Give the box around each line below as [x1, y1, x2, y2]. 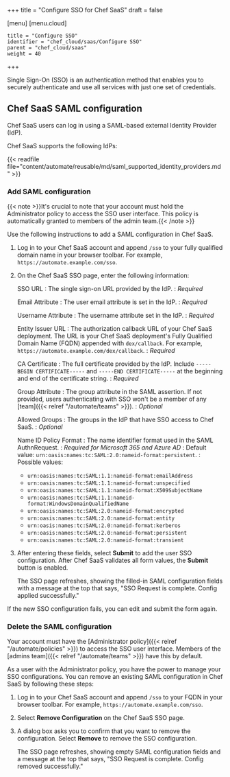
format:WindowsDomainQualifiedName [27, 500, 129, 507]
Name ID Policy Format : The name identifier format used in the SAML [16, 436, 214, 445]
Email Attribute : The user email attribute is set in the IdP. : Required [16, 298, 207, 306]
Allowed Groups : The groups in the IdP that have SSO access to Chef [16, 415, 214, 424]
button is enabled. [16, 564, 68, 572]
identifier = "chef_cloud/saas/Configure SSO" [7, 38, 142, 45]
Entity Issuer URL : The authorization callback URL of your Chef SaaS [16, 325, 213, 333]
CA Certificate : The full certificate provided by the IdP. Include [16, 360, 195, 368]
